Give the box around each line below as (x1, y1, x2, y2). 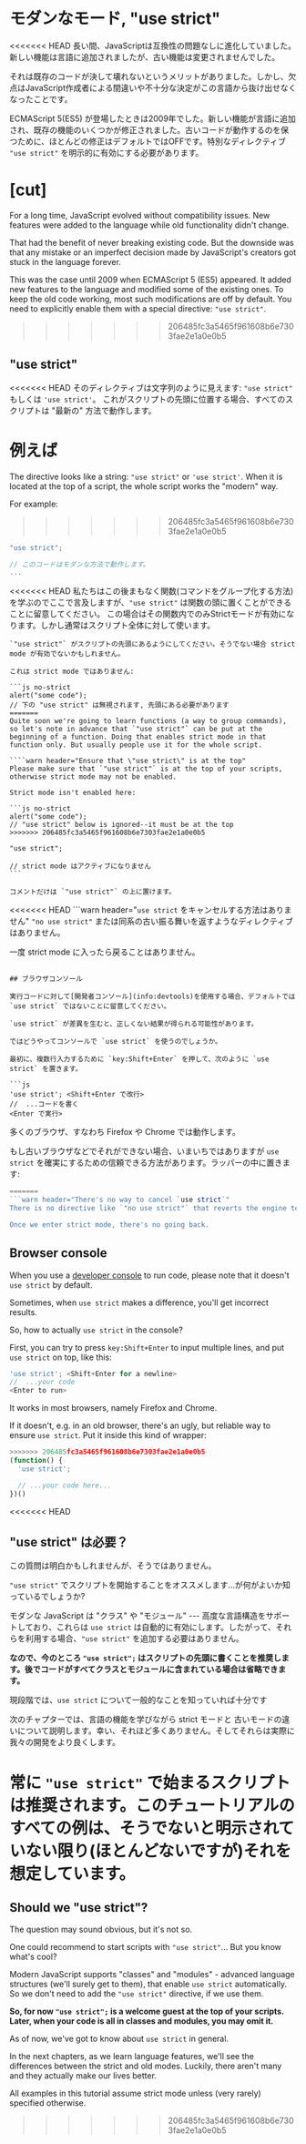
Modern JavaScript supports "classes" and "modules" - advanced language (9, 1969, 296, 1980)
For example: (9, 498, 59, 509)
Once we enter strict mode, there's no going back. (9, 1220, 209, 1230)
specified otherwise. (9, 2098, 87, 2108)
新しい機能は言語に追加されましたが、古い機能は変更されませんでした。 (9, 51, 280, 62)
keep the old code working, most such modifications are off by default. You (9, 293, 292, 304)
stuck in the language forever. (9, 256, 121, 267)
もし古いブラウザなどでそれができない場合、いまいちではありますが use (9, 1146, 280, 1157)
